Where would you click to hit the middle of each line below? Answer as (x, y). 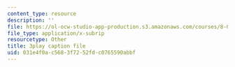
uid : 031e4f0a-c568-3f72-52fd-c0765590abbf (72, 53)
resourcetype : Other (37, 40)
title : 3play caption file (47, 46)
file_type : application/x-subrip (56, 33)
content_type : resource (42, 14)
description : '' (31, 20)
